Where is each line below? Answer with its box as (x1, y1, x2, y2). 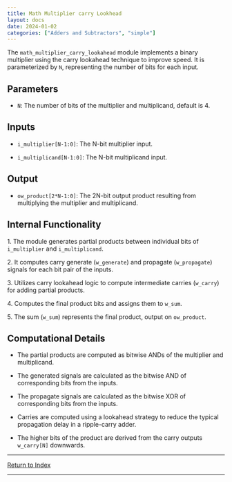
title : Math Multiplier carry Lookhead (7, 10, 122, 17)
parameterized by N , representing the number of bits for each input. (7, 63, 199, 71)
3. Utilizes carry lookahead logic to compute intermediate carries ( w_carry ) (7, 278, 220, 287)
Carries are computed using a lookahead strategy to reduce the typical (17, 413, 219, 421)
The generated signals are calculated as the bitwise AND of (17, 372, 186, 380)
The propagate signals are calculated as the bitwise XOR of (17, 392, 186, 401)
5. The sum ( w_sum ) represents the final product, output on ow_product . (7, 312, 206, 321)
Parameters (7, 83, 59, 95)
